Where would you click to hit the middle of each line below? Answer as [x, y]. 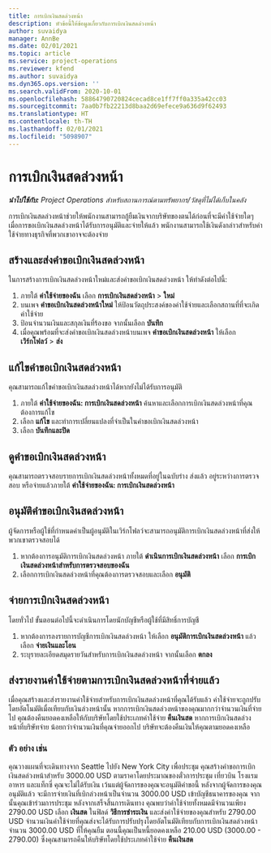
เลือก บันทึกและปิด [45, 431]
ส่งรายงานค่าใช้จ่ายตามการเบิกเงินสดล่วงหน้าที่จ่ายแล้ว [114, 681]
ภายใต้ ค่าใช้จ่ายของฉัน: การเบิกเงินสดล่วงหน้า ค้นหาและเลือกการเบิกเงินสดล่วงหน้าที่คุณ [136, 403]
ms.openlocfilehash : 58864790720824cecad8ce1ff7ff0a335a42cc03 [118, 99]
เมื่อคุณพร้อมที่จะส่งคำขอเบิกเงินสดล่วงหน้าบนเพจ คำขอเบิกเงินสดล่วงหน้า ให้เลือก [128, 332]
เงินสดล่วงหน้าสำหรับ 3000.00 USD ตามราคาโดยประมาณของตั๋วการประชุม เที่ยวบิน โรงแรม [133, 775]
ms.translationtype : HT [49, 114]
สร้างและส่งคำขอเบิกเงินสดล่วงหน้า [76, 260]
